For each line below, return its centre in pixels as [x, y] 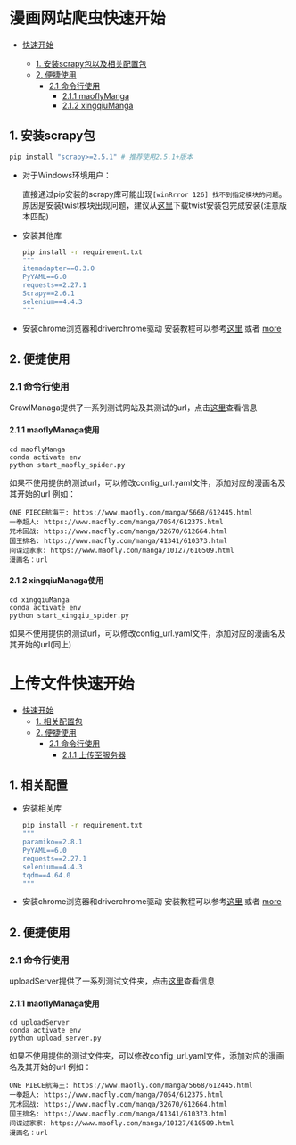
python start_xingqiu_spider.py [69, 615]
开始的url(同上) [44, 644]
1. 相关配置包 [59, 721]
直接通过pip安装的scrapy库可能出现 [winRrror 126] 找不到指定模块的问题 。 [154, 194]
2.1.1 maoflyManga [96, 95]
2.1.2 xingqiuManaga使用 [57, 581]
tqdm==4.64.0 [46, 875]
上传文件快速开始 [72, 684]
